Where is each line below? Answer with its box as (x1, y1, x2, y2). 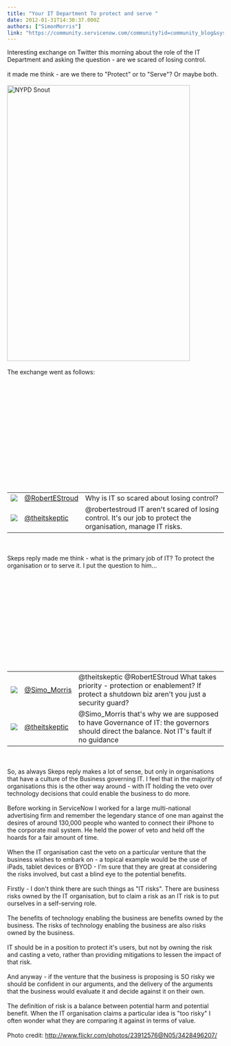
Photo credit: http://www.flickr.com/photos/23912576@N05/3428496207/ (7, 1032, 218, 1040)
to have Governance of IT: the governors (78, 718, 210, 727)
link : (7, 29, 23, 37)
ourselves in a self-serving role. (7, 899, 97, 907)
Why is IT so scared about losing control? (85, 494, 219, 503)
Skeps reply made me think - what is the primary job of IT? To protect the (7, 554, 214, 563)
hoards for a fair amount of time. (7, 834, 99, 842)
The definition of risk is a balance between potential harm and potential (7, 1002, 209, 1010)
